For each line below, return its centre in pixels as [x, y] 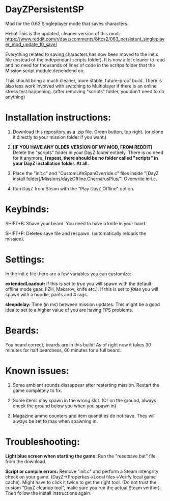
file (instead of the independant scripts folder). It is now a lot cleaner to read [85, 59]
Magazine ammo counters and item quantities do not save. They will [84, 416]
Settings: [25, 259]
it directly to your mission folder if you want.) [60, 137]
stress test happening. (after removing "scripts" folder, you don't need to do [85, 91]
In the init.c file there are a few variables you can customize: [68, 274]
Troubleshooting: [43, 442]
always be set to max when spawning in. [55, 421]
